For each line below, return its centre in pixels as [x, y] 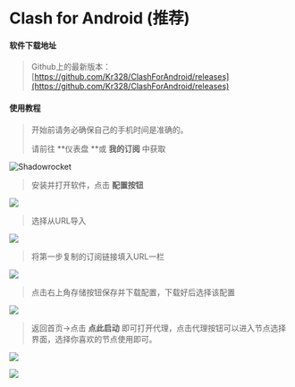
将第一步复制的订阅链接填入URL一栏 [98, 257]
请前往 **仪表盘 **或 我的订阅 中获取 [98, 148]
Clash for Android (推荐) [100, 18]
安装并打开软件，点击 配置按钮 [87, 185]
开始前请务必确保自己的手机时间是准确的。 [110, 130]
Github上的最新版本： [71, 67]
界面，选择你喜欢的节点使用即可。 [94, 339]
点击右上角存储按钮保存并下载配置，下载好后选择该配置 [133, 292]
